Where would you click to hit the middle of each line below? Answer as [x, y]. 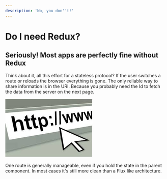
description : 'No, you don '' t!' [39, 11]
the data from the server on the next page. [50, 92]
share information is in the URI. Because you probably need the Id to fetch [83, 86]
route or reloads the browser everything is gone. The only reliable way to [82, 81]
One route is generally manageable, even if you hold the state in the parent [83, 165]
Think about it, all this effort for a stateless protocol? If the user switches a [83, 75]
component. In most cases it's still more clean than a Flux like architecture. [83, 171]
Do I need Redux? [43, 36]
